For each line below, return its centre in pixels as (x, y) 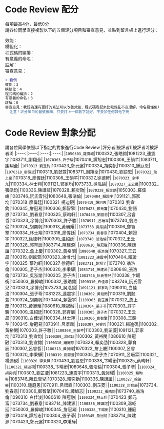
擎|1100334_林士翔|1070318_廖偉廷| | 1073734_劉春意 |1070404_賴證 (71, 233)
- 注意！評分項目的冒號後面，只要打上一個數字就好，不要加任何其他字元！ (69, 112)
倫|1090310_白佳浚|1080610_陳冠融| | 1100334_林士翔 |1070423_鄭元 (71, 397)
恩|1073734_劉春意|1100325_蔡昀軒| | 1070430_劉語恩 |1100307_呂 (68, 214)
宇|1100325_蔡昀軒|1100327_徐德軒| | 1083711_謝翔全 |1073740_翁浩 (70, 263)
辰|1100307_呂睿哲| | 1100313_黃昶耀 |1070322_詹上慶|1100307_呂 (68, 348)
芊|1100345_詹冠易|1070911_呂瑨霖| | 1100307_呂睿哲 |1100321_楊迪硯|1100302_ (82, 324)
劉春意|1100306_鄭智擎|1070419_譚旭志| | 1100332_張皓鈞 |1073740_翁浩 (75, 391)
